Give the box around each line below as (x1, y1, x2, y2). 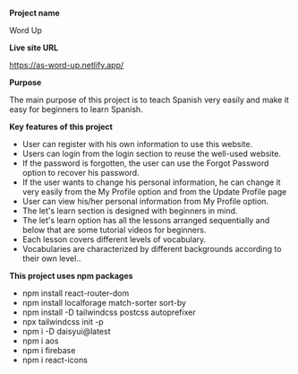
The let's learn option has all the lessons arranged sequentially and (21, 215, 270, 225)
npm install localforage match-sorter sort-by (21, 298, 186, 308)
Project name (9, 8, 60, 18)
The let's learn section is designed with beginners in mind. (21, 205, 238, 216)
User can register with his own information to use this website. (21, 139, 253, 149)
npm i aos (21, 335, 59, 346)
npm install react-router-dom (21, 288, 130, 299)
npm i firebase (21, 345, 76, 355)
